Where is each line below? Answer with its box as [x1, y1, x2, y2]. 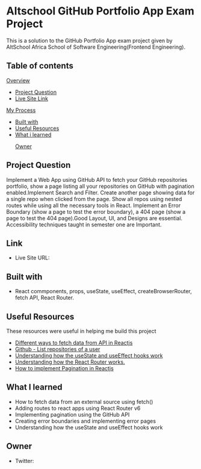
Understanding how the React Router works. [14, 358, 125, 365]
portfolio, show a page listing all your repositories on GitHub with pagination [6, 182, 194, 190]
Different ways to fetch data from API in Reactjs [14, 339, 133, 346]
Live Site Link [14, 95, 48, 102]
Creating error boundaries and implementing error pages [14, 417, 156, 424]
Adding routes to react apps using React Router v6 [14, 405, 141, 412]
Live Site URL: [14, 254, 50, 261]
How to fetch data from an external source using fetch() [14, 398, 153, 405]
